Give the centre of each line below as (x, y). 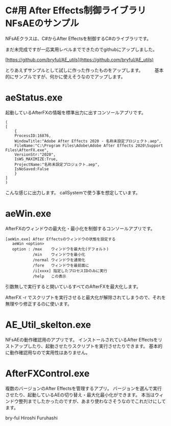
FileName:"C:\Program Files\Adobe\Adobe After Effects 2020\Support (89, 146)
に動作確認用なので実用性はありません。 (48, 352)
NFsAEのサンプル (42, 23)
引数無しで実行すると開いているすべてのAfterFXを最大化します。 (73, 286)
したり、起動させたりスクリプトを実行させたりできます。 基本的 (95, 346)
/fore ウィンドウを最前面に (61, 265)
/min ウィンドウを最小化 (59, 254)
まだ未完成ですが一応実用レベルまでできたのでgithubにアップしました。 (81, 49)
